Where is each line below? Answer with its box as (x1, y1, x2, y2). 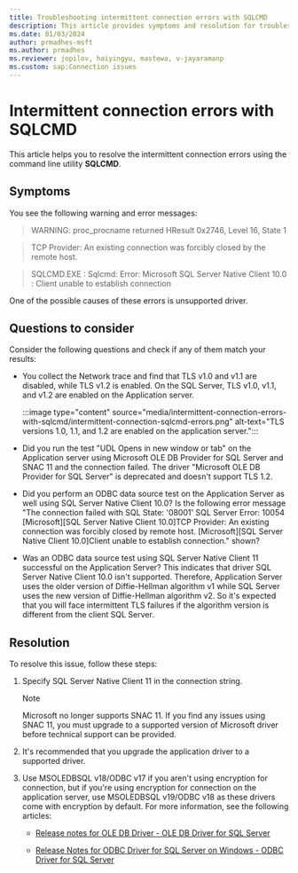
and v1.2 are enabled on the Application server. (21, 389, 195, 400)
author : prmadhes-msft (9, 37, 93, 47)
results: (9, 354, 37, 365)
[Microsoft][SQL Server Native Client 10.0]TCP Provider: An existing (21, 516, 270, 528)
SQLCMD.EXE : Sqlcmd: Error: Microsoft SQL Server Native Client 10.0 (30, 268, 287, 279)
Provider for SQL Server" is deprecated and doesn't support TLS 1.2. (21, 471, 273, 482)
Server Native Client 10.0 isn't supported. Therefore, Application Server (21, 571, 283, 582)
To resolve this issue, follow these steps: (9, 658, 158, 670)
